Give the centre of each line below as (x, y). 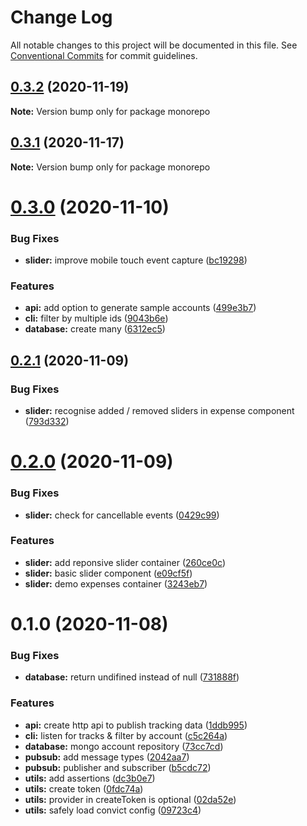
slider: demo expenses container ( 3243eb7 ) (116, 583)
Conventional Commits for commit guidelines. (104, 55)
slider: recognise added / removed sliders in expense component (159, 411)
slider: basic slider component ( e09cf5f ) (108, 573)
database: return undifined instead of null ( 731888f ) (132, 677)
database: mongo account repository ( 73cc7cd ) (124, 746)
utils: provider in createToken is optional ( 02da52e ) (130, 799)
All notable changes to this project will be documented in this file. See (154, 45)
